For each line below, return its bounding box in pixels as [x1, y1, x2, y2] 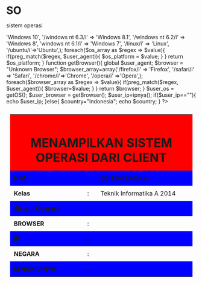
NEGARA [14, 249, 40, 258]
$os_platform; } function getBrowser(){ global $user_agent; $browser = [6, 59, 184, 67]
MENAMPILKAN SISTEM [30, 135, 173, 151]
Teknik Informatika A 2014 [100, 189, 176, 197]
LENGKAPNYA [14, 264, 56, 273]
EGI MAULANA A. [100, 174, 150, 182]
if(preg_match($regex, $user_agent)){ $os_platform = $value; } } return [6, 53, 184, 60]
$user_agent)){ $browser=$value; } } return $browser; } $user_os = [6, 85, 175, 93]
